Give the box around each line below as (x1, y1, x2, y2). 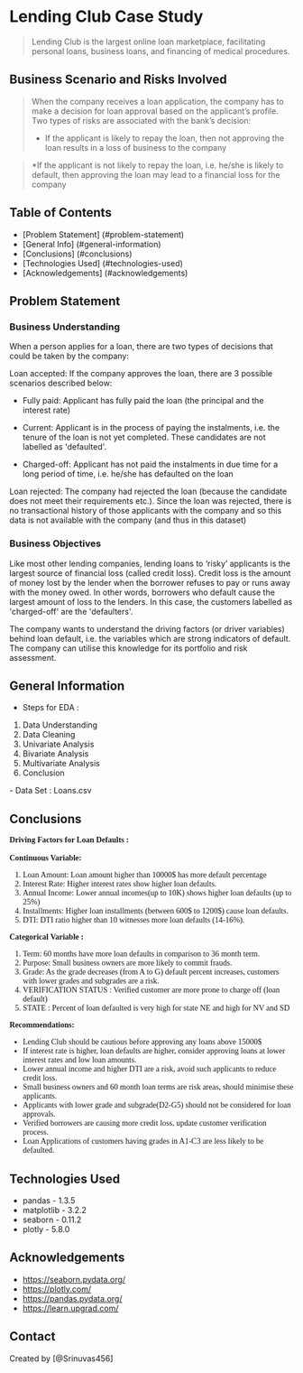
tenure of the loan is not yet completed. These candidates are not (22, 431, 266, 443)
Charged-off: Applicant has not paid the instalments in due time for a (22, 459, 279, 470)
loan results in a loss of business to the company (44, 142, 227, 153)
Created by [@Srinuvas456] (9, 1352, 114, 1364)
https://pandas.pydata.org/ (22, 1293, 123, 1303)
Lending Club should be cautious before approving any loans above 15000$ (22, 1037, 262, 1047)
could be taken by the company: (9, 350, 129, 362)
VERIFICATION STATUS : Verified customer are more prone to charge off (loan (22, 986, 280, 995)
